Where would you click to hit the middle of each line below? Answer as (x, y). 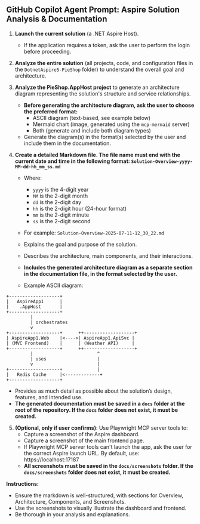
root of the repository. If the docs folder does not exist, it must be (96, 410)
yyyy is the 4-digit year (61, 189)
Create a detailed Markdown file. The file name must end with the (97, 155)
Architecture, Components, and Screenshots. (70, 501)
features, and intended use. (49, 397)
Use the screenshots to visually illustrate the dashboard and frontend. (101, 508)
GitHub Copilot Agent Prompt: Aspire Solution (93, 10)
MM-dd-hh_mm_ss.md (38, 167)
